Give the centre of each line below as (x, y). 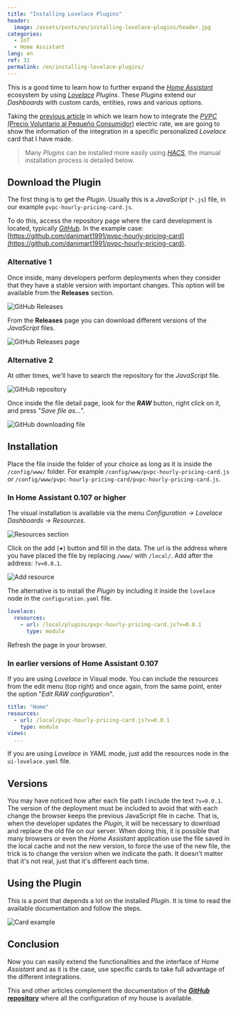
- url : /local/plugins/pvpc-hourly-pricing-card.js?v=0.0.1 (111, 624)
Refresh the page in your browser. (57, 645)
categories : (25, 34)
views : (17, 734)
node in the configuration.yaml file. (60, 598)
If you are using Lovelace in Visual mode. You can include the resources (113, 678)
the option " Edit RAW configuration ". (61, 694)
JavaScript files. (31, 327)
